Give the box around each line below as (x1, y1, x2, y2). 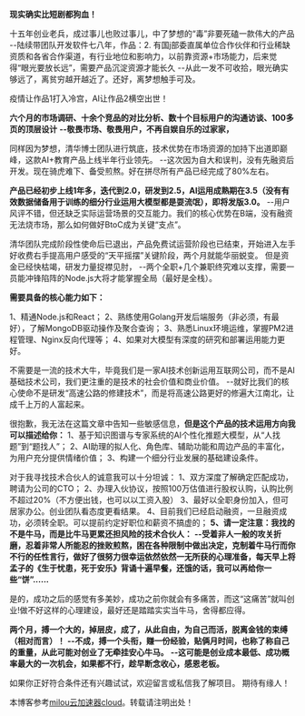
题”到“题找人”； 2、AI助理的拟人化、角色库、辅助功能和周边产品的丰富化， (9, 441, 290, 451)
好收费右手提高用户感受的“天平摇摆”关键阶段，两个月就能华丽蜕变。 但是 (9, 250, 281, 260)
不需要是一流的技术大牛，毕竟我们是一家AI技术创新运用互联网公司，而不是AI (9, 365, 295, 376)
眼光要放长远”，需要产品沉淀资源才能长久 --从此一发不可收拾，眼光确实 (21, 63, 289, 73)
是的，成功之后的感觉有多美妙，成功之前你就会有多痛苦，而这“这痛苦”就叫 (9, 593, 288, 604)
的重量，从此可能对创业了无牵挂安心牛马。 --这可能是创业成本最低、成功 (9, 647, 282, 658)
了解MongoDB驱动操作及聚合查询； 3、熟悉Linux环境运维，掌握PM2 (28, 323, 286, 333)
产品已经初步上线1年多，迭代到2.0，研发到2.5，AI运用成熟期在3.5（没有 (9, 186, 282, 196)
